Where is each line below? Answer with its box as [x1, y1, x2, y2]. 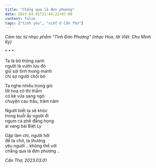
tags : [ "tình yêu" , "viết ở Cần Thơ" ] [5, 20, 83, 26]
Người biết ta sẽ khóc [5, 108, 47, 114]
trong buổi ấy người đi [5, 113, 49, 119]
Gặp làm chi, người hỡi [5, 133, 50, 138]
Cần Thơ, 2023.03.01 [5, 157, 47, 163]
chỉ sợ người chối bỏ [5, 73, 46, 79]
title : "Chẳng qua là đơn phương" [5, 7, 75, 12]
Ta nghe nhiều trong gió [5, 83, 53, 89]
